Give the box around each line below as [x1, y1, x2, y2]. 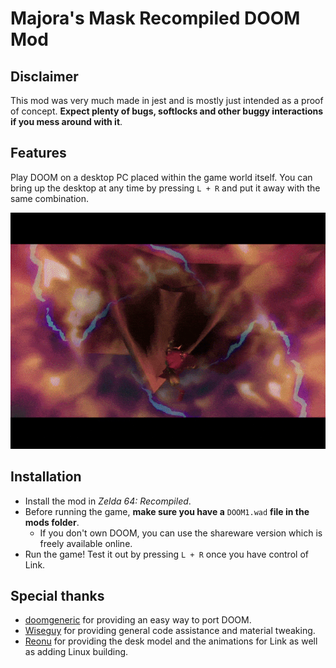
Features [10, 145, 67, 162]
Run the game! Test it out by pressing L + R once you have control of [24, 548, 309, 560]
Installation [10, 468, 82, 486]
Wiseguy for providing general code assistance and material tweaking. [24, 625, 316, 637]
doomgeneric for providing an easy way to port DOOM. [24, 614, 252, 626]
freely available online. [39, 537, 133, 549]
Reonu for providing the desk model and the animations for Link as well [24, 635, 318, 647]
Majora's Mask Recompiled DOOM [10, 7, 301, 30]
